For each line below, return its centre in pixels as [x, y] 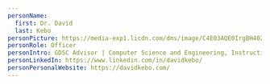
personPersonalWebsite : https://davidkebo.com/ [89, 68]
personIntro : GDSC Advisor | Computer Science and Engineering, [118, 53]
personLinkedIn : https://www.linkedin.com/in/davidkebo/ [105, 61]
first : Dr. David [44, 23]
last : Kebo [33, 30]
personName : [27, 16]
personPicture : [33, 38]
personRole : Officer [42, 46]
